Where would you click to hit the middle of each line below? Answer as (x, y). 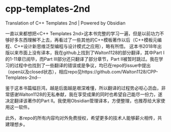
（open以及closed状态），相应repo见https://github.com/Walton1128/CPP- (82, 71)
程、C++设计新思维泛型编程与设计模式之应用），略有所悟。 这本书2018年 (81, 46)
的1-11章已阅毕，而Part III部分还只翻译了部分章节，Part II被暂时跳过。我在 (82, 59)
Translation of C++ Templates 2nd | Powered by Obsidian (65, 23)
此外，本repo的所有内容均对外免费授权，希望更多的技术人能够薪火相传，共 (84, 118)
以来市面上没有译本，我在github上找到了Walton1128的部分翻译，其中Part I (87, 52)
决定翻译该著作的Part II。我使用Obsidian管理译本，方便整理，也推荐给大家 (83, 100)
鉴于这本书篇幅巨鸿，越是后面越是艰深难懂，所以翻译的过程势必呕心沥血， (83, 88)
